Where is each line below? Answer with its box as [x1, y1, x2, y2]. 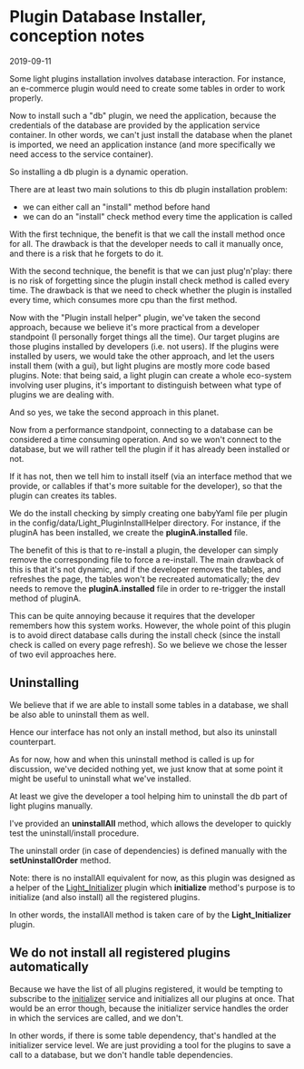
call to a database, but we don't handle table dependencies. [9, 1049, 233, 1060]
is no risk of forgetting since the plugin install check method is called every [9, 275, 290, 286]
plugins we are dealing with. [9, 388, 115, 400]
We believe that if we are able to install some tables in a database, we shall [9, 699, 289, 710]
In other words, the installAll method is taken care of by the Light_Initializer [9, 909, 292, 920]
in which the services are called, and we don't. [9, 1012, 184, 1023]
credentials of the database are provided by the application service [9, 120, 260, 131]
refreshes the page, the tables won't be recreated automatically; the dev [9, 574, 279, 584]
